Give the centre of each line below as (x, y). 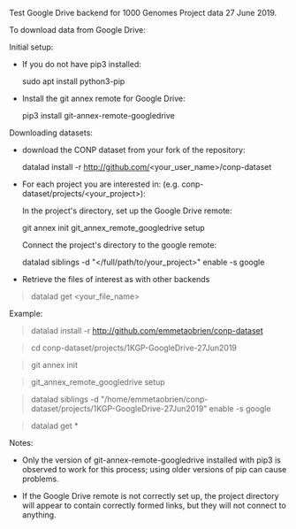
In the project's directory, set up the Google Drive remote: (127, 211)
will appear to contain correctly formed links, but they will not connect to (154, 505)
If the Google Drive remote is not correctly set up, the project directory (151, 496)
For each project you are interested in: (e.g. (101, 184)
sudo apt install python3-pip (73, 81)
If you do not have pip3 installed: (81, 64)
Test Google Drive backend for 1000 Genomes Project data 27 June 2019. (143, 13)
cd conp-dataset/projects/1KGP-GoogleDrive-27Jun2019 (133, 348)
